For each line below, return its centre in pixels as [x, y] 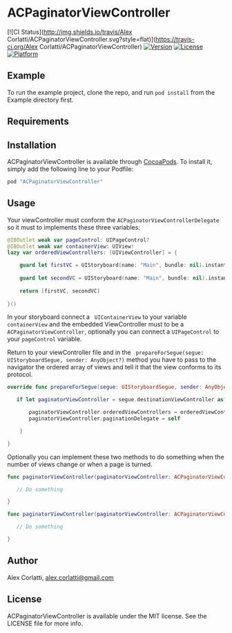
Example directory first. [40, 100]
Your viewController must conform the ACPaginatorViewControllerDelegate [113, 220]
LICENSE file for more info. [45, 623]
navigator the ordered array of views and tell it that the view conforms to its [114, 367]
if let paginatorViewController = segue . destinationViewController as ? [122, 400]
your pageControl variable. [45, 339]
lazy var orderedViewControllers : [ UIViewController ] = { [92, 253]
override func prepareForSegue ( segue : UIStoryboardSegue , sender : [105, 387]
